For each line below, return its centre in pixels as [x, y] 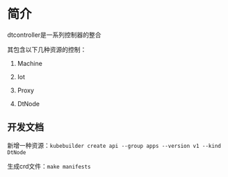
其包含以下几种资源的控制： [47, 49]
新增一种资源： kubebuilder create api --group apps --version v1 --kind [114, 145]
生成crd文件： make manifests [49, 166]
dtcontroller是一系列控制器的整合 [55, 35]
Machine [30, 63]
